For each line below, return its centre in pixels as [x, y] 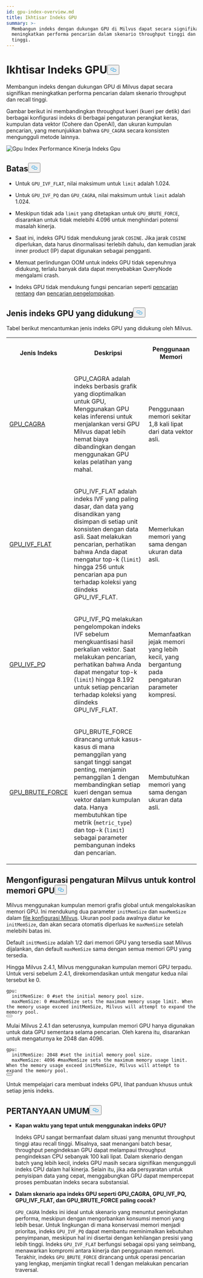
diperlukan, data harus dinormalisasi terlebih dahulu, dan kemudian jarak [105, 244]
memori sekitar [170, 416]
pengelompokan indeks [107, 627]
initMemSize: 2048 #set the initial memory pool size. [82, 1055]
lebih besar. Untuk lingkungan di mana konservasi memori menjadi [98, 1225]
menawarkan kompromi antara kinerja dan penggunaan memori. [95, 1251]
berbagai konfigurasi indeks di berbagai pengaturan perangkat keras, [93, 117]
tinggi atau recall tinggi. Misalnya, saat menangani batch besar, [93, 1144]
